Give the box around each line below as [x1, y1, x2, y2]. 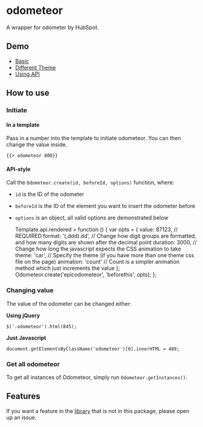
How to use [6, 88, 50, 98]
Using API [14, 70, 40, 78]
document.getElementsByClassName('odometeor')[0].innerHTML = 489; [6, 346, 180, 352]
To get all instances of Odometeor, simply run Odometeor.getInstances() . [6, 374, 187, 381]
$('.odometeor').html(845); [6, 323, 77, 329]
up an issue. [6, 414, 37, 421]
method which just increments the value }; [14, 264, 120, 272]
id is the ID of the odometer [14, 190, 85, 198]
